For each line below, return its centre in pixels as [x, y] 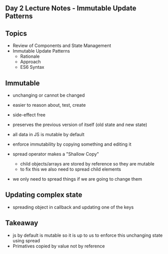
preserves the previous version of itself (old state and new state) [80, 125]
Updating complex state [44, 195]
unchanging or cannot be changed [49, 95]
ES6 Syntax [32, 67]
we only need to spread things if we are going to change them [77, 179]
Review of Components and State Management [62, 46]
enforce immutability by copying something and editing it [72, 144]
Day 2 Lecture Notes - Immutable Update [71, 8]
